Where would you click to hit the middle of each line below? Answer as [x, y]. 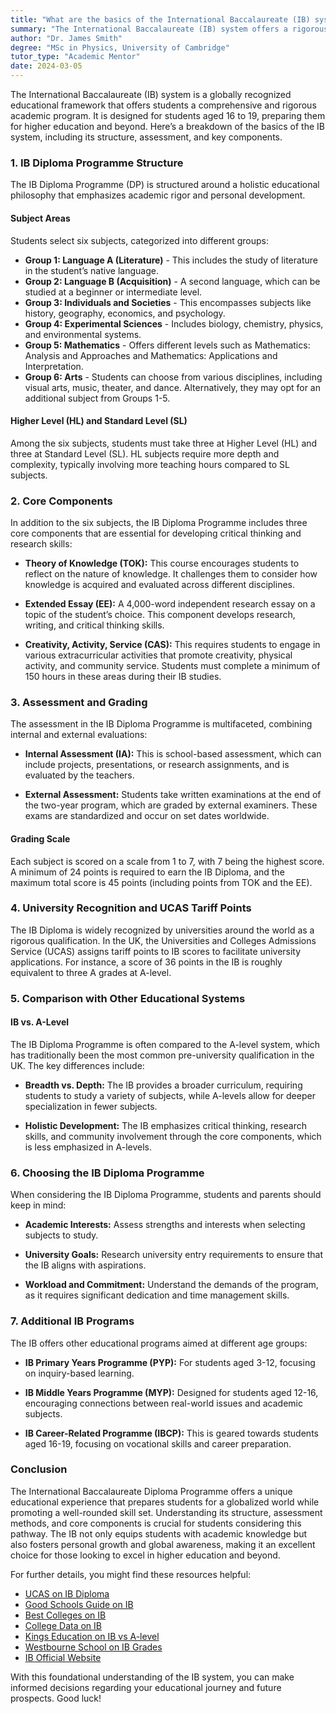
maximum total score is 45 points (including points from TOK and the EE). [161, 882]
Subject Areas [40, 218]
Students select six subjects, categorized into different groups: [140, 240]
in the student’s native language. [91, 270]
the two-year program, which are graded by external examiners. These [171, 805]
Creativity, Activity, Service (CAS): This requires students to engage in [172, 644]
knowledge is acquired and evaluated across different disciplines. [160, 584]
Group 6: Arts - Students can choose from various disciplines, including [173, 377]
